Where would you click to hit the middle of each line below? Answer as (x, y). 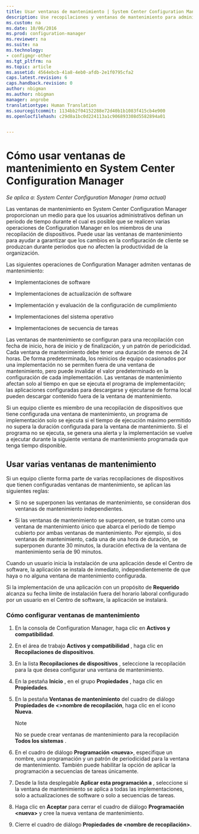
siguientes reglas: (28, 491)
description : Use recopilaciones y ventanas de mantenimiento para (91, 17)
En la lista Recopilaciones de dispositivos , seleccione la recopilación (100, 663)
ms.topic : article (29, 67)
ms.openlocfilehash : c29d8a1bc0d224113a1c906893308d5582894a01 (86, 116)
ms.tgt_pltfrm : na (29, 61)
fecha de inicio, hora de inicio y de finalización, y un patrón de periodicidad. (99, 346)
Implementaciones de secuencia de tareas (66, 328)
